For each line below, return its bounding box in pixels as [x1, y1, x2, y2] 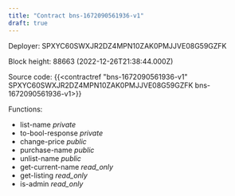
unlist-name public [19, 153, 82, 163]
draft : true [8, 19, 48, 27]
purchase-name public [19, 145, 95, 155]
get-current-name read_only [19, 162, 114, 171]
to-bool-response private [19, 128, 104, 138]
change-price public [19, 136, 88, 146]
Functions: [8, 104, 43, 114]
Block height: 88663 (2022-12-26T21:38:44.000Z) [8, 57, 174, 66]
